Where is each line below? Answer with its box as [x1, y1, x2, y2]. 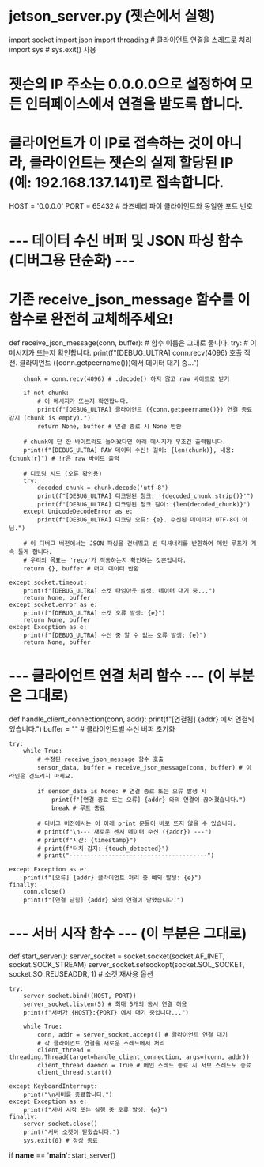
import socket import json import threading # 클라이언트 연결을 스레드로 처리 [9, 35, 252, 44]
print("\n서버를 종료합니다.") [23, 1091, 113, 1099]
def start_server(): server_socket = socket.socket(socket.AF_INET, [9, 951, 225, 961]
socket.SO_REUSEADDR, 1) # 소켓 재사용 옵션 [9, 969, 153, 979]
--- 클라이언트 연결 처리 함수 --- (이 [9, 667, 226, 685]
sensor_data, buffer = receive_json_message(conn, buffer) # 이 [37, 764, 252, 772]
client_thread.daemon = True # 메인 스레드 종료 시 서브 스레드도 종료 [37, 1062, 252, 1070]
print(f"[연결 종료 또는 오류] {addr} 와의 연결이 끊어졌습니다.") [51, 796, 247, 804]
